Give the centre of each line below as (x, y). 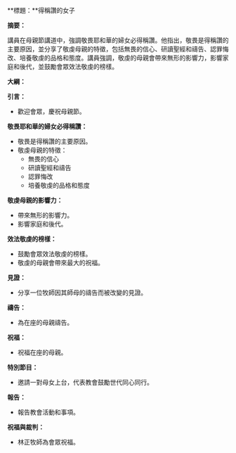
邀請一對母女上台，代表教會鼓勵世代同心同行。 (85, 382)
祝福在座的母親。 (42, 352)
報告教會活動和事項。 (48, 412)
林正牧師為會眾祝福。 (48, 442)
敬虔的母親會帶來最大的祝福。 (60, 263)
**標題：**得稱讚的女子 (41, 10)
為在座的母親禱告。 (45, 323)
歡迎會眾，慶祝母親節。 (51, 111)
